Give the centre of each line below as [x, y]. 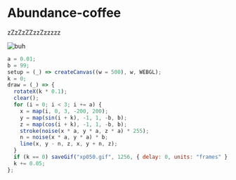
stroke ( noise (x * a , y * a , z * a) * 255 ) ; [85, 131]
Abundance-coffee [64, 13]
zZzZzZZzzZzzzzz [34, 32]
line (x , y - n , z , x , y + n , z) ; [69, 144]
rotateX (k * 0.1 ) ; [41, 92]
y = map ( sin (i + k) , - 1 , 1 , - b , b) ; [74, 117]
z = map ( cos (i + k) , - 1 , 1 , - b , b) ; [74, 124]
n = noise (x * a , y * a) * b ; [64, 137]
